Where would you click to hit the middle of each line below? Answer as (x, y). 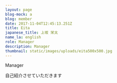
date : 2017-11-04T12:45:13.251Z (39, 23)
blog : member (19, 19)
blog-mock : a (19, 14)
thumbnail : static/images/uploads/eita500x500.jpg (59, 51)
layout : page (19, 10)
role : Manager (20, 42)
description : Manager (28, 46)
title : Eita (17, 28)
